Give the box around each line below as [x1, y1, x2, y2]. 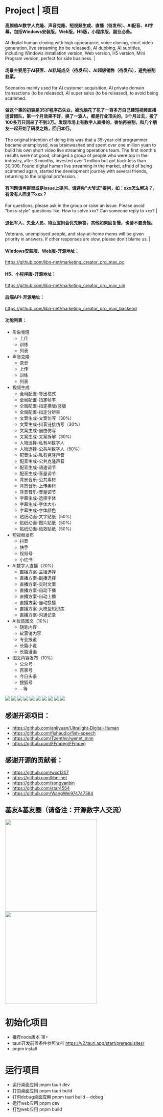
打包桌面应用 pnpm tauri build [12, 1088, 72, 1094]
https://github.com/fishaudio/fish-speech [12, 730, 96, 736]
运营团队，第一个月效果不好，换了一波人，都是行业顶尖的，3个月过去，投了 [5, 113, 158, 119]
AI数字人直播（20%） [12, 563, 56, 569]
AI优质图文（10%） [12, 618, 51, 624]
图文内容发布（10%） [12, 655, 56, 661]
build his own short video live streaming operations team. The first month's [5, 147, 157, 153]
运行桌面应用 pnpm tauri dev [12, 1082, 70, 1088]
